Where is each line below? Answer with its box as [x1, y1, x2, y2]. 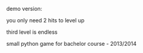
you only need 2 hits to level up [6, 17, 85, 23]
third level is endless [6, 28, 58, 36]
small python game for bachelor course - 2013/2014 [6, 40, 137, 47]
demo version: [6, 5, 43, 12]
